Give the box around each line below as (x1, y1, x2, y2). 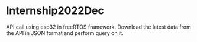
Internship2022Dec (6, 4, 105, 17)
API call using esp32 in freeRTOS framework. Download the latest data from (6, 23, 191, 30)
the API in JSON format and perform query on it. (6, 29, 124, 36)
